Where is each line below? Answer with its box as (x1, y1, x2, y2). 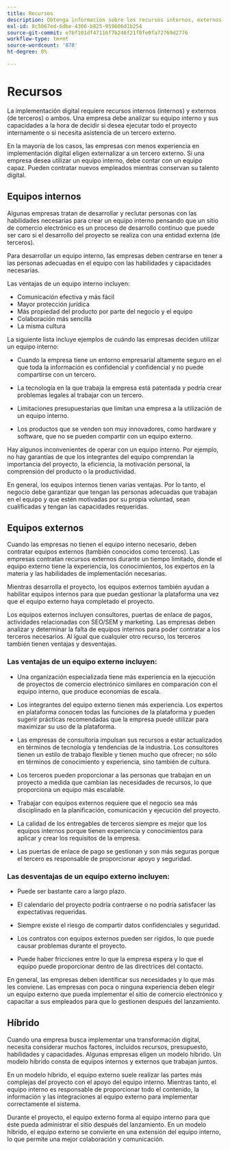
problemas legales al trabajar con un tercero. (16, 390, 144, 399)
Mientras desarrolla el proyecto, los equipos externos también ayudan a (7, 583, 209, 591)
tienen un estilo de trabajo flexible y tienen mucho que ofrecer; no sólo (16, 750, 217, 758)
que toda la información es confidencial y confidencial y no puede (16, 363, 204, 371)
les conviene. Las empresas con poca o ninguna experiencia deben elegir (7, 983, 216, 991)
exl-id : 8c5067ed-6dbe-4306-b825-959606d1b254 (7, 23, 142, 30)
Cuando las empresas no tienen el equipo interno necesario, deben (7, 540, 197, 549)
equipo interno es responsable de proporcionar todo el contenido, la (7, 1085, 200, 1093)
